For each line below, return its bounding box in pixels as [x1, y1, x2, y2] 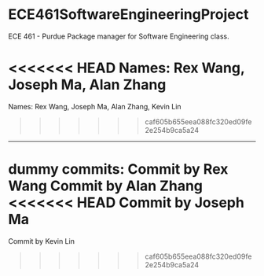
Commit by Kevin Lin [8, 236, 75, 245]
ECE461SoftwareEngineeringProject [8, 6, 249, 24]
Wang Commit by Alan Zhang [8, 177, 203, 195]
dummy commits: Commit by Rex [8, 160, 229, 178]
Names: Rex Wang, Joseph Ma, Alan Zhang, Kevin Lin [8, 101, 182, 111]
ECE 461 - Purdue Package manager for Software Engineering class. [8, 31, 229, 41]
